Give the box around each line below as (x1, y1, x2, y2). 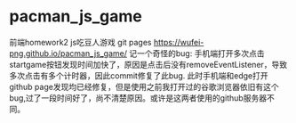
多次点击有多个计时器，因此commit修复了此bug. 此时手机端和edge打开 (9, 70, 268, 81)
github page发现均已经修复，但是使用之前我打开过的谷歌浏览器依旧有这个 (9, 81, 279, 92)
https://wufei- (153, 37, 204, 47)
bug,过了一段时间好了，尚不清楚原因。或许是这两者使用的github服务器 (9, 92, 268, 103)
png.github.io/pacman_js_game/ (9, 47, 127, 59)
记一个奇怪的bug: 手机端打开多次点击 (128, 47, 265, 59)
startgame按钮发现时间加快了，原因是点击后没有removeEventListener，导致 (9, 59, 288, 70)
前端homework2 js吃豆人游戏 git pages (9, 37, 153, 47)
